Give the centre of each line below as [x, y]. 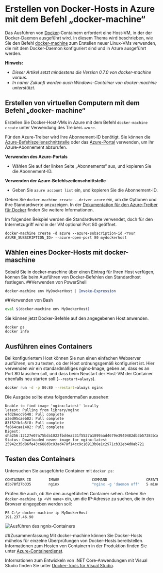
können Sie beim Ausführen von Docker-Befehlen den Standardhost [73, 277]
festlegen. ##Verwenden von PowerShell [46, 282]
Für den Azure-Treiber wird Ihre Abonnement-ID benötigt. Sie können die [78, 137]
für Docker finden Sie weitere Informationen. [49, 209]
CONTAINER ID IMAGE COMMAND [56, 480]
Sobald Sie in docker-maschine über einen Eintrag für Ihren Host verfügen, [80, 272]
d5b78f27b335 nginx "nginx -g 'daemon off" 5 [77, 484]
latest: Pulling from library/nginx [42, 410]
